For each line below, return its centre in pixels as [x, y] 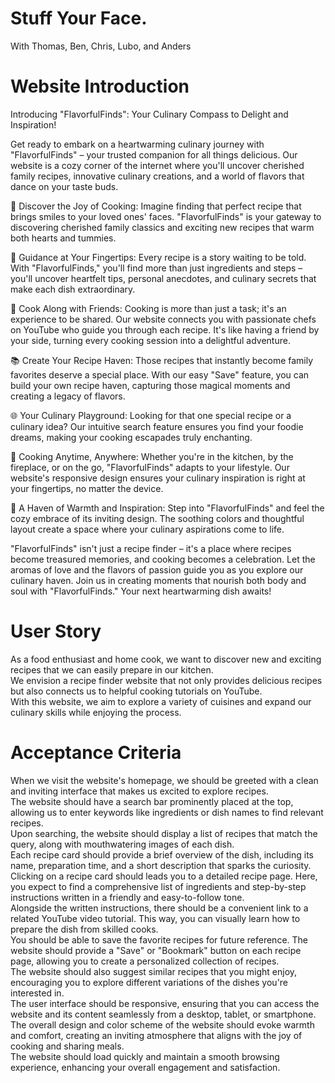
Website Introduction [100, 86]
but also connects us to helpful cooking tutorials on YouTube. [136, 691]
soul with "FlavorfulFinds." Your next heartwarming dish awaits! [141, 591]
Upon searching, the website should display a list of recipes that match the [164, 833]
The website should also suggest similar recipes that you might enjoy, [154, 971]
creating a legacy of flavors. [68, 396]
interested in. [37, 993]
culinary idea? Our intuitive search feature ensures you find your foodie [157, 426]
